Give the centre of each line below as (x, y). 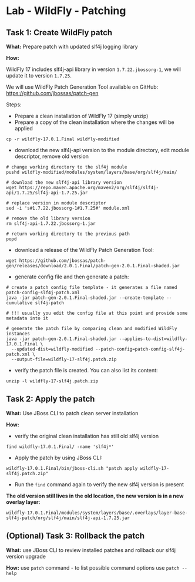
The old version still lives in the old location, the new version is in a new (95, 496)
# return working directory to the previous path (68, 234)
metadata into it (27, 318)
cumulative (19, 303)
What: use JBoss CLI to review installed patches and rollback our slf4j (91, 550)
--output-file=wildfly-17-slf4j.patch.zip (64, 359)
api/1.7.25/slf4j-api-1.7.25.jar (47, 193)
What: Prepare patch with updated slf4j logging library (72, 46)
